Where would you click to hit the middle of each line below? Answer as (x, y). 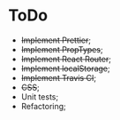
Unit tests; (40, 96)
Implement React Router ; (66, 59)
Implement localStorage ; (66, 68)
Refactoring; (44, 106)
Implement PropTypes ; (62, 49)
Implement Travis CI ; (59, 77)
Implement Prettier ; (56, 40)
